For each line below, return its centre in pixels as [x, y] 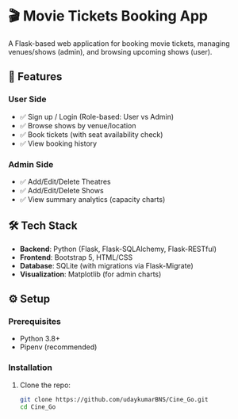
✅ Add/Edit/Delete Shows [62, 190]
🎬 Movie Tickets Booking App [108, 16]
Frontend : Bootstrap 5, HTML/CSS [76, 257]
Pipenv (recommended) [58, 347]
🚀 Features [35, 77]
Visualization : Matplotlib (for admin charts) [90, 274]
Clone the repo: [45, 385]
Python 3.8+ [40, 339]
